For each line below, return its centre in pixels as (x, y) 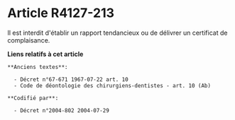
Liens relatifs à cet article (45, 54)
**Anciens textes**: (38, 67)
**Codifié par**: (33, 98)
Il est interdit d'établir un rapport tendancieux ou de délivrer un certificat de (117, 33)
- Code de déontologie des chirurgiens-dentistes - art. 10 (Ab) (113, 86)
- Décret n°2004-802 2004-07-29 (62, 110)
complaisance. (29, 40)
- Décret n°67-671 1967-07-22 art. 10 (71, 80)
